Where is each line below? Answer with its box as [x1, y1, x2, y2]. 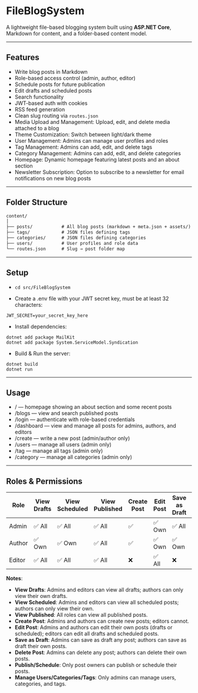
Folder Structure [6, 198, 68, 208]
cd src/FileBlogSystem [14, 284, 71, 290]
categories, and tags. [14, 680, 67, 688]
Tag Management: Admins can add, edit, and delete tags [14, 143, 153, 150]
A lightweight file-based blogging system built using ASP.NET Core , [6, 24, 171, 31]
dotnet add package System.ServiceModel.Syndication [6, 339, 138, 346]
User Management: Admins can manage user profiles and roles [14, 137, 169, 144]
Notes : [6, 575, 23, 582]
